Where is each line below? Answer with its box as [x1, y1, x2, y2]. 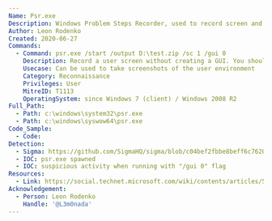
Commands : [8, 42, 42, 50]
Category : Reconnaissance [23, 72, 111, 80]
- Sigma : [15, 147, 45, 155]
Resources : [8, 170, 45, 178]
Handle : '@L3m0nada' [23, 200, 92, 208]
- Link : [15, 177, 42, 186]
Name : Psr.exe [8, 11, 57, 20]
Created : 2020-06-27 [8, 34, 79, 43]
